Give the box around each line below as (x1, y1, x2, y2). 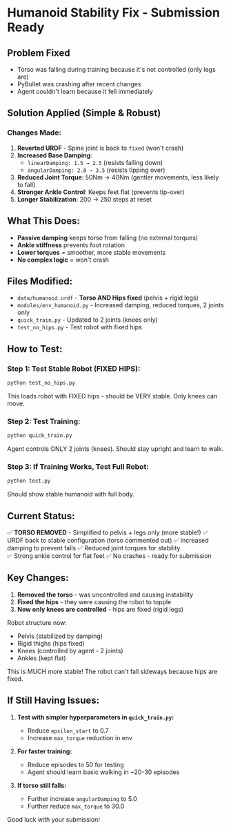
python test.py (7, 478, 51, 485)
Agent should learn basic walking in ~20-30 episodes (27, 768, 180, 776)
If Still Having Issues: (7, 695, 100, 706)
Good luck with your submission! (7, 815, 100, 823)
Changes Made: (7, 128, 62, 137)
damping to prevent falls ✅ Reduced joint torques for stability (7, 544, 181, 552)
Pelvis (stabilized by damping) (17, 632, 103, 640)
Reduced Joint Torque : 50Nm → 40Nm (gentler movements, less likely (17, 173, 219, 181)
